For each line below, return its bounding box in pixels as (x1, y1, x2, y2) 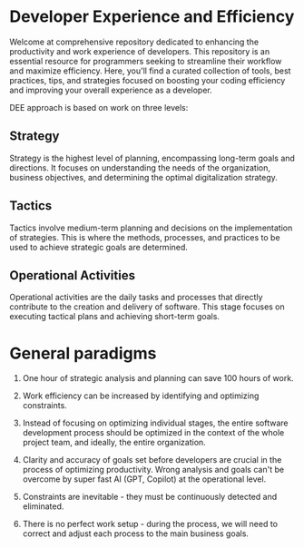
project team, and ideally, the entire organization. (22, 437, 206, 448)
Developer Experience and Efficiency (9, 6, 295, 27)
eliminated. (22, 501, 64, 512)
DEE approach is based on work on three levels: (9, 102, 189, 113)
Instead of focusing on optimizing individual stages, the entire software (22, 417, 289, 428)
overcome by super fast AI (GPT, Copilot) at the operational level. (22, 474, 267, 484)
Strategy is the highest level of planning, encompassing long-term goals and (9, 152, 295, 163)
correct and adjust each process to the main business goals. (22, 528, 250, 539)
